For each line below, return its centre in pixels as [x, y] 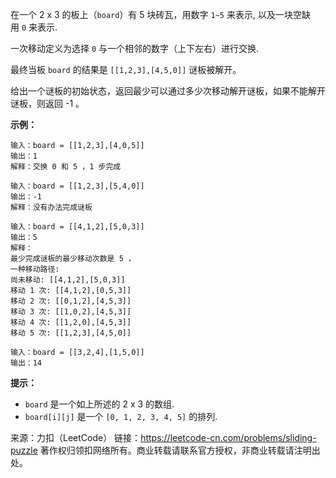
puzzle [24, 450]
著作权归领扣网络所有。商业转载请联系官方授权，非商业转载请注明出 [180, 450]
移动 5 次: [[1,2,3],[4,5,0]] [71, 333]
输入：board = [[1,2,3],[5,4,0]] [77, 186]
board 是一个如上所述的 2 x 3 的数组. [99, 404]
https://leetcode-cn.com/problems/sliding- [228, 437]
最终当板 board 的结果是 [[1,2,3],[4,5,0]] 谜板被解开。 [126, 69]
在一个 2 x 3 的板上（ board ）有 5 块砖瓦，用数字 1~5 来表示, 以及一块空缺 [160, 14]
